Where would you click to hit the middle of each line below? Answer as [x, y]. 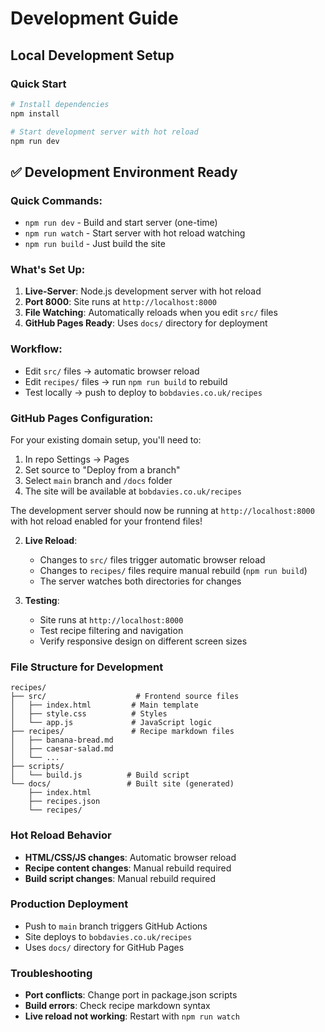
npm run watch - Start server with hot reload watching [135, 233]
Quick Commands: [56, 200]
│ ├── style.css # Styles [89, 714]
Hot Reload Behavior [61, 835]
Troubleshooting [51, 973]
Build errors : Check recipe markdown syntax [117, 1006]
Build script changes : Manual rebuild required [120, 878]
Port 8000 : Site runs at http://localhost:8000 [120, 302]
